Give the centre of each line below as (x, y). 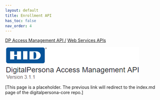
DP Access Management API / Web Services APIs (56, 40)
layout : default (22, 10)
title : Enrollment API (28, 15)
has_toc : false (21, 21)
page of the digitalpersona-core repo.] (44, 93)
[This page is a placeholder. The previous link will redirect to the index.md (80, 87)
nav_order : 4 (19, 26)
